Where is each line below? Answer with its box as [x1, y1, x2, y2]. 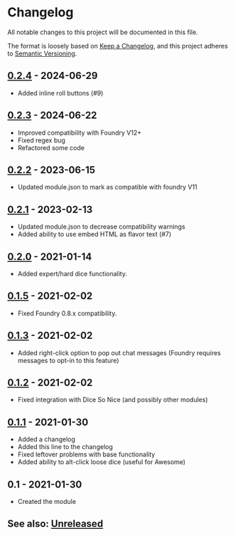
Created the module [17, 498, 77, 506]
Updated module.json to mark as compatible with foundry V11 [17, 183, 197, 191]
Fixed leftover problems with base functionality [17, 450, 155, 459]
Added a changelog [17, 435, 76, 443]
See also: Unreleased [7, 517, 104, 530]
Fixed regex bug [17, 136, 66, 144]
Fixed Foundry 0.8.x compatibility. [17, 309, 117, 317]
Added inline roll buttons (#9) [17, 88, 104, 97]
